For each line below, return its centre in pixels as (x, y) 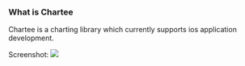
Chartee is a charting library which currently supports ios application (122, 30)
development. (31, 38)
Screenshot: (29, 55)
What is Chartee (41, 12)
